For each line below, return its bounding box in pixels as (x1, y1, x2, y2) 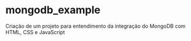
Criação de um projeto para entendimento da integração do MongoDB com (5, 23, 186, 29)
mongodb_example (5, 3, 100, 17)
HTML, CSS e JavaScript (5, 28, 65, 35)
